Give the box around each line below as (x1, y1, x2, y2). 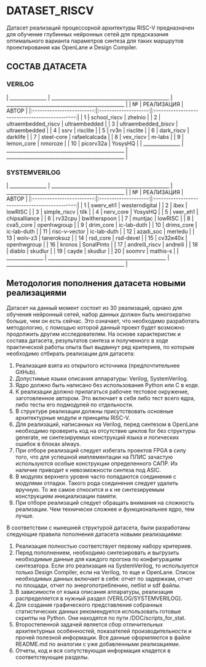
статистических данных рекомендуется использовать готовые (15, 607, 181, 615)
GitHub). (15, 368, 37, 376)
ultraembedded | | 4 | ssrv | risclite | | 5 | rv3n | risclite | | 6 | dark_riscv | (6, 127, 189, 134)
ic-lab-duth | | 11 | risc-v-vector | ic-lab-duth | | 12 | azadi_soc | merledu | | (6, 227, 195, 235)
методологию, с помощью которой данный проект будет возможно (6, 323, 185, 331)
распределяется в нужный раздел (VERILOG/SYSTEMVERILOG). (15, 594, 183, 602)
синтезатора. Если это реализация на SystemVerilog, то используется (15, 562, 199, 569)
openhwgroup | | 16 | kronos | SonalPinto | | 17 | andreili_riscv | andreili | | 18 (6, 240, 198, 248)
